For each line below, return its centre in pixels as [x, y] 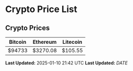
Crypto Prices [28, 28]
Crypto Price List [41, 9]
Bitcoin [18, 42]
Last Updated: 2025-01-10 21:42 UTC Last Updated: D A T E [66, 63]
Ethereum [45, 42]
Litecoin [72, 42]
